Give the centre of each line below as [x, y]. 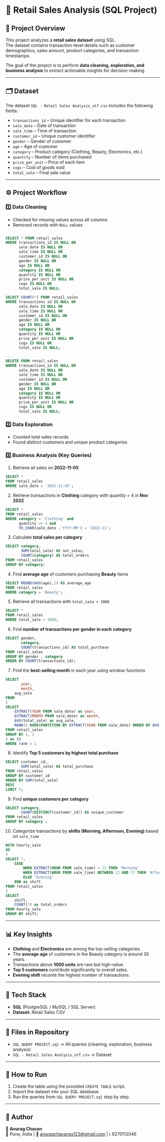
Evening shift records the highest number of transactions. [71, 975]
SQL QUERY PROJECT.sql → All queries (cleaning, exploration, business [82, 1044]
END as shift [28, 882]
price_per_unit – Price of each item [49, 162]
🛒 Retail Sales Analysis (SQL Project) [81, 10]
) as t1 [13, 739]
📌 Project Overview [35, 28]
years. [19, 959]
